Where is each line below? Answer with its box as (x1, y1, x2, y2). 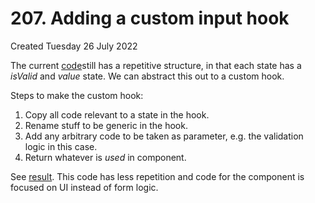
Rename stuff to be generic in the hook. (24, 119, 188, 131)
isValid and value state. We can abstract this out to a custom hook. (10, 70, 285, 82)
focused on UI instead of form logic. (10, 181, 159, 193)
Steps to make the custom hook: (10, 89, 144, 101)
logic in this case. (24, 140, 98, 152)
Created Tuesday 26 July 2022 (10, 40, 138, 52)
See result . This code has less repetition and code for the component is (10, 170, 305, 182)
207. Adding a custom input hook (10, 7, 290, 30)
